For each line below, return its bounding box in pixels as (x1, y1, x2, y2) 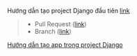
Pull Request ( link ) (34, 20, 87, 28)
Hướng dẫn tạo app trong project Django (7, 41, 123, 48)
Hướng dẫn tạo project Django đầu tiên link (7, 7, 130, 15)
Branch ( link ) (34, 28, 72, 35)
